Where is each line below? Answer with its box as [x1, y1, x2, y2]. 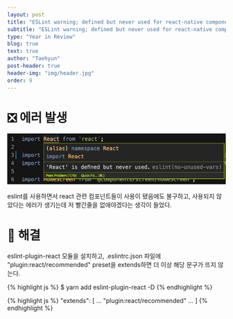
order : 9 [7, 77, 33, 84]
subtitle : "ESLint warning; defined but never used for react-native [7, 26, 213, 33]
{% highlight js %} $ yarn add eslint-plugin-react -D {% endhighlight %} [7, 283, 213, 291]
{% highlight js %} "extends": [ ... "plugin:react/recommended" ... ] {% [7, 296, 208, 304]
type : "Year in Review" [7, 33, 76, 40]
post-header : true [7, 62, 60, 69]
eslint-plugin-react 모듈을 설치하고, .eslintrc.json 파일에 [7, 252, 162, 260]
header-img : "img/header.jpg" [7, 69, 95, 76]
